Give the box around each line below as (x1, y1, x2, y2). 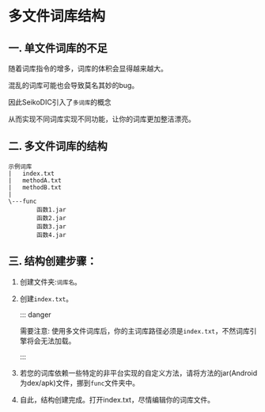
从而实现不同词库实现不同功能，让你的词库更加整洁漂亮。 (8, 114, 195, 124)
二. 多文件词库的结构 (8, 139, 108, 153)
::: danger (19, 310, 51, 319)
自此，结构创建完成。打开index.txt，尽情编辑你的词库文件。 (19, 395, 215, 404)
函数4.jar (36, 231, 66, 238)
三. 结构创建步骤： (8, 254, 97, 268)
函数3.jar (36, 223, 66, 231)
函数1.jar (36, 205, 66, 214)
